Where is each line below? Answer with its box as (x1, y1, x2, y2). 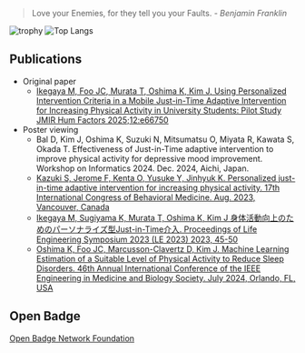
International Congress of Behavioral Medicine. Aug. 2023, (35, 191, 256, 203)
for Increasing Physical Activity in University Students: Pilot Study (35, 105, 282, 116)
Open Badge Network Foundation (9, 332, 134, 344)
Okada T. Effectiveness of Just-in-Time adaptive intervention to (35, 143, 274, 154)
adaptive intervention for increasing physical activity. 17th (64, 182, 280, 193)
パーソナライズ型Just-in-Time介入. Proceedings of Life (52, 223, 258, 235)
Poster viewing (22, 124, 79, 135)
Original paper (22, 76, 77, 86)
